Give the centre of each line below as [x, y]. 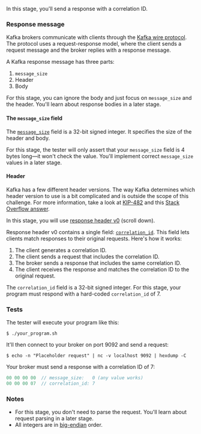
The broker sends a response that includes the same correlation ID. [98, 263]
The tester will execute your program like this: [63, 322]
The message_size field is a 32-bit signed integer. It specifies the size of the [99, 131]
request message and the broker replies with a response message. [88, 50]
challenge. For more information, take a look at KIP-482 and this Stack [93, 202]
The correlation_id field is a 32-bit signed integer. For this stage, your [94, 287]
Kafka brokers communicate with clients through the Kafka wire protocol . [97, 37]
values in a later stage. [34, 163]
